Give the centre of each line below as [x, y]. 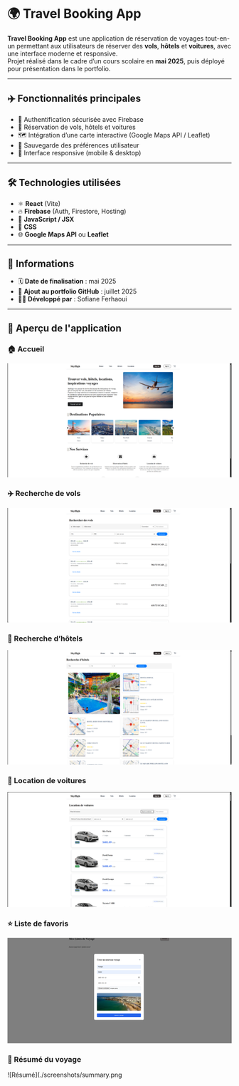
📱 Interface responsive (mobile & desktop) [79, 152]
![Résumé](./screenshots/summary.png [65, 1075]
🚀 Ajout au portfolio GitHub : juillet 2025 [77, 291]
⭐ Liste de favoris [38, 924]
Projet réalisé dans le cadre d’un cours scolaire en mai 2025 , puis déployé [116, 61]
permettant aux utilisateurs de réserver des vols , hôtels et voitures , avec [124, 46]
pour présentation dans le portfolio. [59, 68]
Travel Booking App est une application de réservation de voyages [106, 38]
